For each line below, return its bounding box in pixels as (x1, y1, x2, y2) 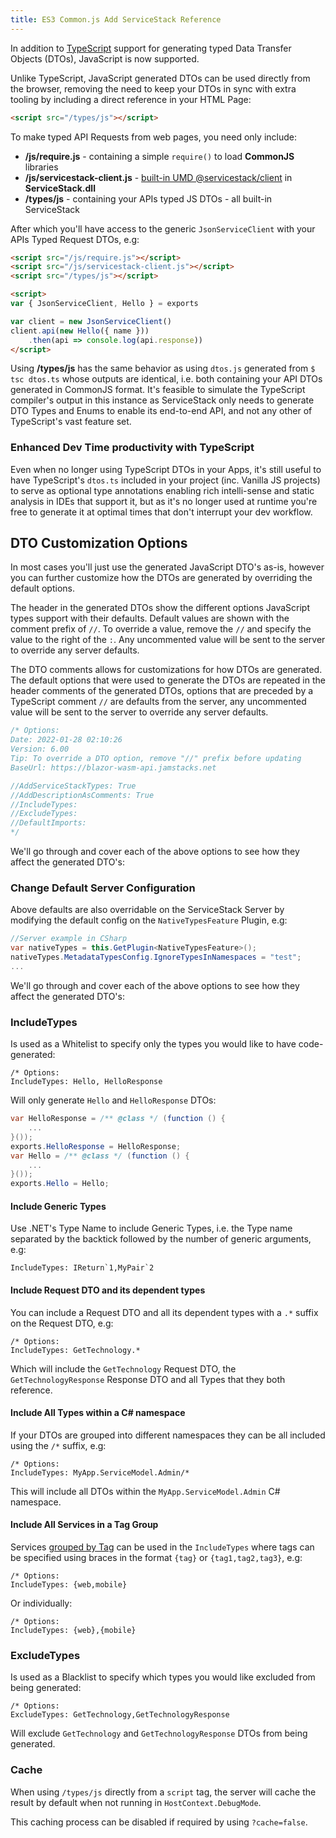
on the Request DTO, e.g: (10, 1317, 114, 1329)
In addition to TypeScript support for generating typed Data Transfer (10, 42, 292, 54)
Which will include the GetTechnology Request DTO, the (10, 1362, 237, 1375)
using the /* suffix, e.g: (10, 1439, 107, 1451)
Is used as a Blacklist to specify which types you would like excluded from (10, 1671, 316, 1683)
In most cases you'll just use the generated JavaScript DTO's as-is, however (10, 561, 325, 573)
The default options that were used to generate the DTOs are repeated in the (10, 674, 326, 686)
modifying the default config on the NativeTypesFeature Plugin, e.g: (10, 914, 288, 926)
